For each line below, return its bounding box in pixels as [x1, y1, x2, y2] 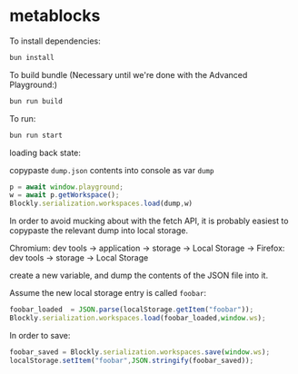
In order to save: [9, 330, 71, 340]
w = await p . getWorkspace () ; [9, 191, 120, 200]
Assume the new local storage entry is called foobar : [9, 288, 207, 299]
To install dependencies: [9, 35, 102, 46]
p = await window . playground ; [9, 182, 124, 192]
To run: [9, 113, 36, 123]
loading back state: [9, 147, 82, 158]
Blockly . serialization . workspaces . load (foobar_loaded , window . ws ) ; [9, 314, 266, 323]
